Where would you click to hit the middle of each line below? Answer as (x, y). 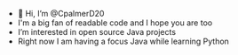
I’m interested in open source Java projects (96, 32)
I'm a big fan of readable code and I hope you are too (115, 23)
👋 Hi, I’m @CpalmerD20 (61, 14)
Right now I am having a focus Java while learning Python (123, 41)
